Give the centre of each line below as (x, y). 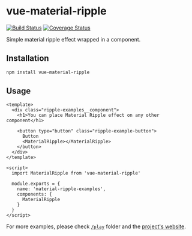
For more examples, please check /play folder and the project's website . (96, 226)
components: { (34, 194)
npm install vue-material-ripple (48, 72)
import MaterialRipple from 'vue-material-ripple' (76, 173)
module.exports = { (36, 184)
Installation (28, 58)
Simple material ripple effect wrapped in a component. (73, 39)
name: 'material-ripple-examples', (61, 189)
